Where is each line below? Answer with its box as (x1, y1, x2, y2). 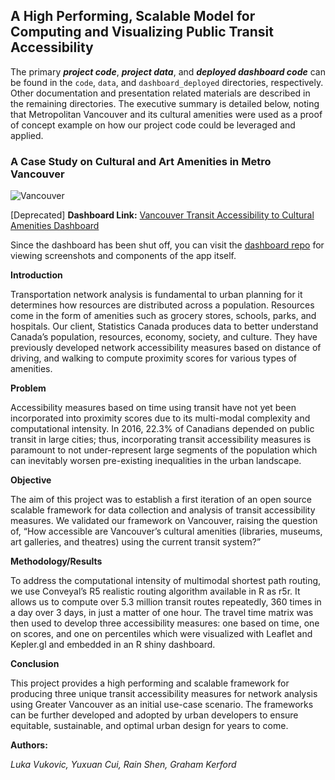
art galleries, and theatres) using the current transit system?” (10, 536, 262, 548)
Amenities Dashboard (10, 220, 100, 232)
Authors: (10, 739, 48, 751)
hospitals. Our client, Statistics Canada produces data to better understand (10, 320, 319, 333)
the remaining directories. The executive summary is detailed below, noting (10, 97, 320, 109)
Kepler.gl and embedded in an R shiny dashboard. (10, 639, 216, 651)
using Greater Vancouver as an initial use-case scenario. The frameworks (10, 699, 314, 711)
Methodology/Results (10, 555, 103, 568)
